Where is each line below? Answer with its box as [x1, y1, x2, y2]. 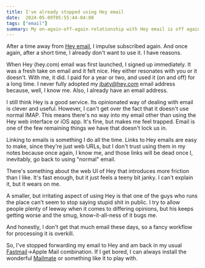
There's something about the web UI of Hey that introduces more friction [6, 167, 190, 175]
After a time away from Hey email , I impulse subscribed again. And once [6, 43, 188, 50]
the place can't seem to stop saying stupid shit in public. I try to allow [6, 199, 181, 206]
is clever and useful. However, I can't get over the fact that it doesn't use [6, 105, 189, 113]
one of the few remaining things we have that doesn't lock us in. [6, 124, 168, 132]
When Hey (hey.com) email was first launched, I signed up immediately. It [6, 61, 191, 68]
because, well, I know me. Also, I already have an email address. [6, 86, 168, 94]
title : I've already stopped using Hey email [6, 9, 124, 15]
